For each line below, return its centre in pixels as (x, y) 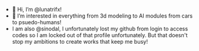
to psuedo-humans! (37, 22)
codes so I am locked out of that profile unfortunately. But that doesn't (100, 35)
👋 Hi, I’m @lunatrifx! (37, 9)
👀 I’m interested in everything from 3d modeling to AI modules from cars (102, 16)
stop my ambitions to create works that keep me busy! (80, 42)
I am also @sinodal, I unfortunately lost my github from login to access (100, 29)
